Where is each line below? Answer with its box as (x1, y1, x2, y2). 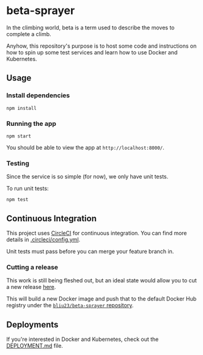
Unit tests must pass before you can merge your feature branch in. (6, 248, 174, 255)
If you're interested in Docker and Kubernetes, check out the (6, 335, 159, 343)
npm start (6, 133, 32, 139)
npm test (6, 197, 29, 203)
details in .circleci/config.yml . (6, 236, 81, 243)
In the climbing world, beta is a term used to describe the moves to (6, 24, 175, 31)
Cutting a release (6, 263, 59, 271)
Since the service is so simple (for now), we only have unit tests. (6, 173, 169, 180)
